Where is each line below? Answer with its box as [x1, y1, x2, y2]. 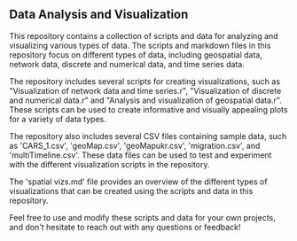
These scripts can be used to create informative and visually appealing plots [9, 104, 288, 114]
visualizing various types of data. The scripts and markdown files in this [9, 40, 271, 51]
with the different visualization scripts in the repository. [9, 159, 210, 169]
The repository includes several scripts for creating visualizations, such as [9, 75, 281, 87]
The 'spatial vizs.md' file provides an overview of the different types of [9, 176, 268, 187]
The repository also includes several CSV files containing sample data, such [9, 130, 287, 141]
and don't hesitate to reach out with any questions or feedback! [9, 222, 241, 232]
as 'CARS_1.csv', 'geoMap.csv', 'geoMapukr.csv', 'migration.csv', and [9, 140, 261, 151]
